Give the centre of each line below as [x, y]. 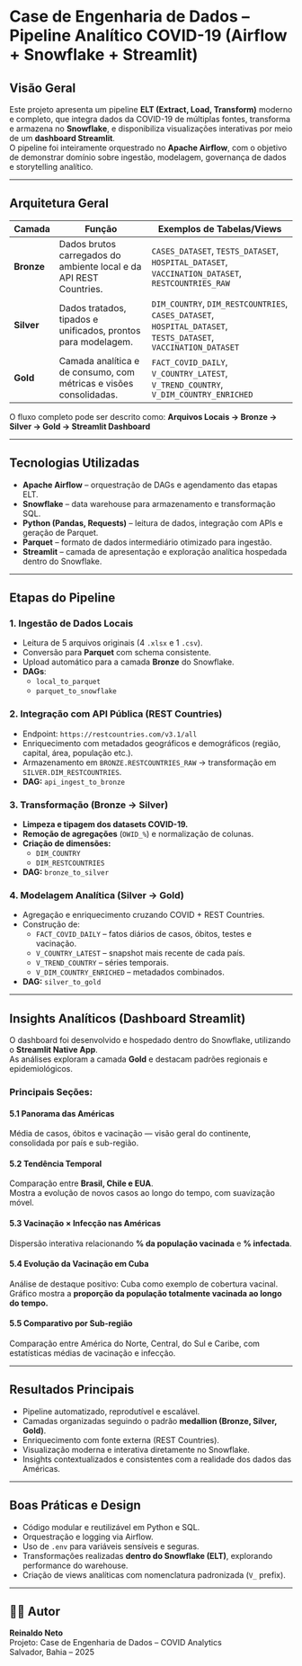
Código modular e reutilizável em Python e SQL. [111, 1527]
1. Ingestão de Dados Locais [71, 623]
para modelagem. [96, 342]
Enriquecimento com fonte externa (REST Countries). [121, 1439]
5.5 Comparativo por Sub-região [71, 1323]
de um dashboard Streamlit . [62, 138]
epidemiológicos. [41, 1069]
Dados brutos [88, 244]
